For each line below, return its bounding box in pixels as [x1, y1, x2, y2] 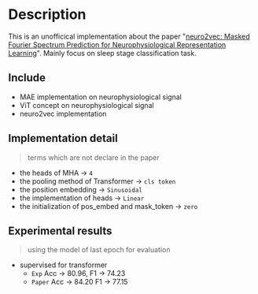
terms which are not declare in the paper [27, 152, 160, 162]
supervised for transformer [19, 260, 108, 270]
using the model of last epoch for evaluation [27, 245, 171, 255]
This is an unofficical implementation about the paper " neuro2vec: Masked [8, 32, 250, 41]
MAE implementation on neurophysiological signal [19, 92, 182, 102]
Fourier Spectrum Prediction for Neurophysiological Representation [8, 39, 227, 49]
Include [8, 71, 46, 84]
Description [8, 6, 87, 24]
